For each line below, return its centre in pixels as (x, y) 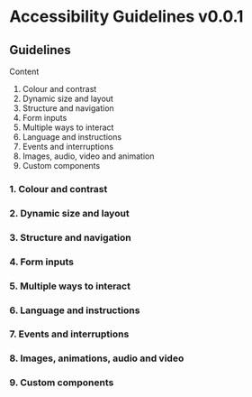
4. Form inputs (42, 262)
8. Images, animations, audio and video (97, 358)
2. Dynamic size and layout (69, 213)
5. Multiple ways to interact (70, 286)
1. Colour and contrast (58, 189)
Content (24, 71)
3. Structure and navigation (71, 237)
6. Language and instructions (75, 310)
